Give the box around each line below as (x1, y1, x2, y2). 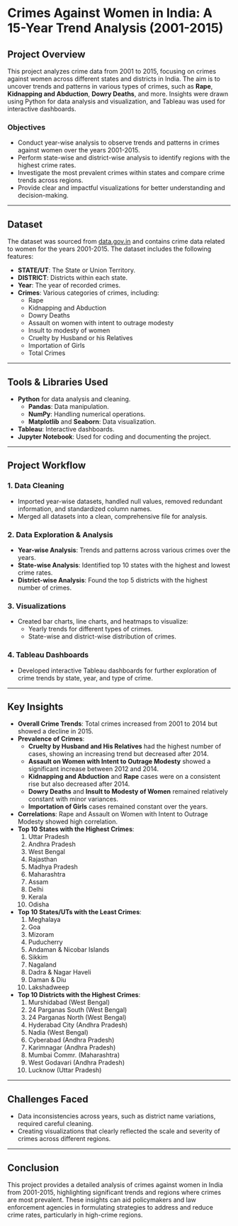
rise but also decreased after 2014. (28, 780, 130, 788)
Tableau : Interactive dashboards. (17, 424, 115, 433)
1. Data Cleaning (7, 480, 64, 490)
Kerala (28, 893, 47, 901)
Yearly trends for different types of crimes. (28, 625, 153, 634)
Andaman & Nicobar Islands (28, 945, 110, 954)
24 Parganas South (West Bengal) (28, 1006, 127, 1014)
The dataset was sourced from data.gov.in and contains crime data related (7, 237, 225, 246)
